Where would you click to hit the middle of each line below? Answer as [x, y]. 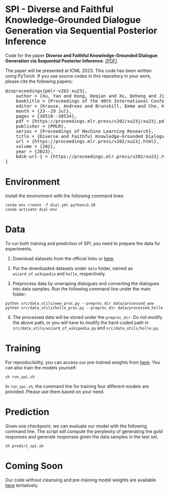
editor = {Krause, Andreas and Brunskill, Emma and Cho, [88, 106]
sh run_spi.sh [20, 377]
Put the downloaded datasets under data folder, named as [73, 268]
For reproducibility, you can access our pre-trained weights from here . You [82, 362]
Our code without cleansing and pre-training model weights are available [81, 480]
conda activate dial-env [31, 209]
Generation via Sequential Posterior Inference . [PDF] [61, 61]
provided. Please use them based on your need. [55, 392]
